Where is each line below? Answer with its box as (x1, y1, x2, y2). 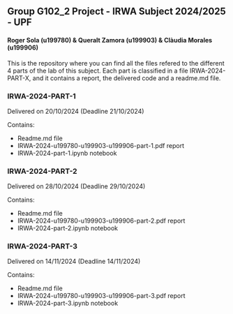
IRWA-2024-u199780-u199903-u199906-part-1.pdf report (17, 141, 185, 149)
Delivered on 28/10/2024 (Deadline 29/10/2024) (7, 182, 146, 190)
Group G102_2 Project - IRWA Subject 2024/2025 (7, 6, 227, 17)
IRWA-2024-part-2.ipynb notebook (17, 224, 119, 232)
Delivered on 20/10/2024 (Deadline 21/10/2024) (7, 107, 144, 115)
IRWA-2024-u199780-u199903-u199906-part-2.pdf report (17, 216, 186, 225)
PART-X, (7, 73, 31, 82)
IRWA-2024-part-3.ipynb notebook (17, 299, 119, 308)
